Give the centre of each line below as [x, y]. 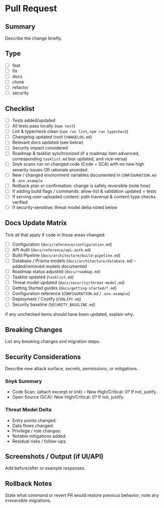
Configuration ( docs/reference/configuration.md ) [62, 244]
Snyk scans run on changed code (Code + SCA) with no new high [78, 164]
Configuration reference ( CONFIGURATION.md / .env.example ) [71, 294]
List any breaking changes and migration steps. [53, 341]
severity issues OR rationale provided [50, 169]
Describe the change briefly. [34, 38]
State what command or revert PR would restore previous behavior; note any [82, 495]
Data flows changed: [33, 425]
